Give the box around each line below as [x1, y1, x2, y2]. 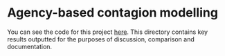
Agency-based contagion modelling [7, 5, 218, 21]
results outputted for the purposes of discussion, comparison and [7, 35, 195, 43]
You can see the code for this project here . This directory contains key [7, 28, 208, 36]
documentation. [7, 42, 53, 50]
